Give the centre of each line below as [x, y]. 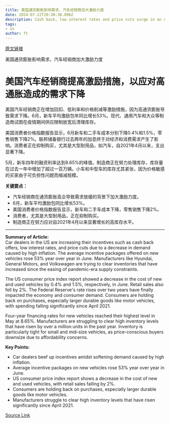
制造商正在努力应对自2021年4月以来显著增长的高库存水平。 [74, 222]
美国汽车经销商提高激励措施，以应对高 [85, 82]
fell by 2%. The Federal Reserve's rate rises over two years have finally [79, 290]
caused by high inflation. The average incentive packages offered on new [82, 253]
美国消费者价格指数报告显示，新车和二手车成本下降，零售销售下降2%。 [87, 209]
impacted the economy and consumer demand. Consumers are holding [80, 295]
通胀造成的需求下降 [45, 94]
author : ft [17, 33]
